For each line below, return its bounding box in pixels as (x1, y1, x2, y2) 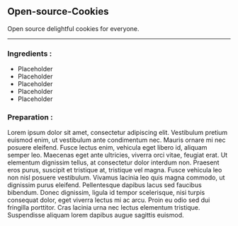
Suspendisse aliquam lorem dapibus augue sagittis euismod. (7, 211, 184, 220)
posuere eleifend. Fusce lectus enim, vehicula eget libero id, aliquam (7, 143, 208, 152)
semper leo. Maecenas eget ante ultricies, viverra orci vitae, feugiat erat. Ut (7, 151, 228, 160)
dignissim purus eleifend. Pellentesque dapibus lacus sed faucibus (7, 181, 202, 189)
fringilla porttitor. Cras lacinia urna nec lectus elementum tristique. (7, 203, 200, 212)
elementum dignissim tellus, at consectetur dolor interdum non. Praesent (7, 158, 220, 167)
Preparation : (7, 112, 53, 122)
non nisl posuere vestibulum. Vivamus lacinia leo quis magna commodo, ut (7, 173, 225, 182)
